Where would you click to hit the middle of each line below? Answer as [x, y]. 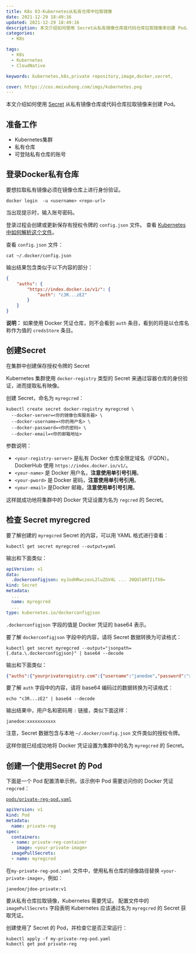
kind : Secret [22, 585]
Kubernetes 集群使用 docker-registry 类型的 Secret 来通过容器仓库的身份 [94, 378]
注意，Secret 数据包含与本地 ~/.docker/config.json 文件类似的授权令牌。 [95, 733]
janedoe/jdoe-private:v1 [36, 889]
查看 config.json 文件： [35, 244]
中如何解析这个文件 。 [32, 232]
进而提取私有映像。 [39, 385]
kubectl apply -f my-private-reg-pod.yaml [58, 939]
